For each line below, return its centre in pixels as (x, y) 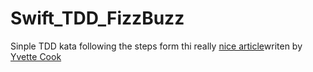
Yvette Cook (36, 56)
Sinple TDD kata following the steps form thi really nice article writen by (156, 46)
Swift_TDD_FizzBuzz (97, 18)
